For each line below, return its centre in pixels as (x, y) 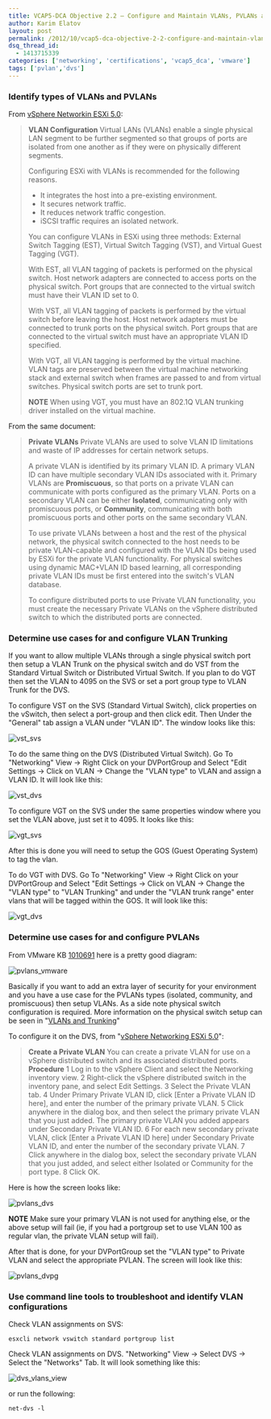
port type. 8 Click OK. (64, 1171)
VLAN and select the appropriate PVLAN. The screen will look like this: (125, 1260)
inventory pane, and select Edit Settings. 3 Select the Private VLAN (139, 1086)
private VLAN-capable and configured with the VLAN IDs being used (142, 550)
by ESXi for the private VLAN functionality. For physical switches (135, 559)
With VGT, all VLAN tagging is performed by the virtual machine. (135, 361)
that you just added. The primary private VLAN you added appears (139, 1120)
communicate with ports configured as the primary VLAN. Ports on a (142, 492)
